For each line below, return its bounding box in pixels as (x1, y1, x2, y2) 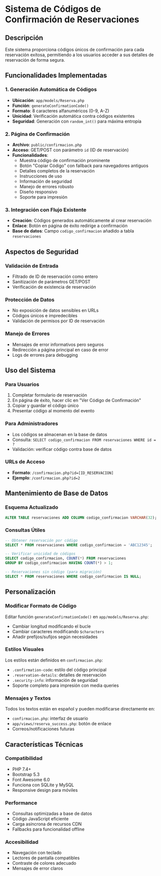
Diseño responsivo (19, 189, 57, 195)
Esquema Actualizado (5, 504, 58, 511)
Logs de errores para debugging (12, 352, 78, 358)
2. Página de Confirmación (5, 131, 70, 137)
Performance (5, 799, 38, 806)
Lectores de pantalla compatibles (12, 855, 80, 861)
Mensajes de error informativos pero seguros (12, 341, 104, 347)
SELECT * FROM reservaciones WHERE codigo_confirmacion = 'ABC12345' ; (5, 542, 153, 547)
